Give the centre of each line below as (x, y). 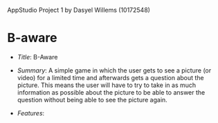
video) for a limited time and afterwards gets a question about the (110, 77)
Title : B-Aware (37, 57)
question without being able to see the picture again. (92, 100)
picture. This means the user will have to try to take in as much (107, 85)
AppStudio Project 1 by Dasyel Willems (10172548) (79, 10)
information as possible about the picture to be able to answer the (111, 92)
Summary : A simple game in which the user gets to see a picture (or (114, 70)
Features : (31, 113)
